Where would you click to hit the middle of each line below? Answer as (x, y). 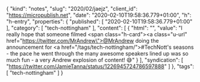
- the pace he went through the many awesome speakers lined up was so (97, 53)
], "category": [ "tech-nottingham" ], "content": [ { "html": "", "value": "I (94, 28)
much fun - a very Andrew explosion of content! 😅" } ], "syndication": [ (95, 60)
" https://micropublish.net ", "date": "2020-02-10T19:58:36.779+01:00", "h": (99, 15)
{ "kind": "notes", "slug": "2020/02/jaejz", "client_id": (72, 9)
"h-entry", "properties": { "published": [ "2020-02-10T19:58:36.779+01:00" (99, 21)
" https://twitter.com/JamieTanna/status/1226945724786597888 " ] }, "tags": (100, 66)
